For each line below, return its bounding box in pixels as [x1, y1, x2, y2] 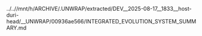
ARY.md [6, 24, 27, 31]
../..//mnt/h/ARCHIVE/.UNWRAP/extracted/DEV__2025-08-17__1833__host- [6, 5, 192, 12]
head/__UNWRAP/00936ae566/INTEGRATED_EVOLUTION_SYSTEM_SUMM [6, 18, 197, 25]
